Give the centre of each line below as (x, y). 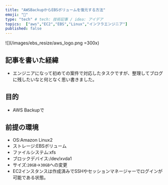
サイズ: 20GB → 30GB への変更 (40, 165)
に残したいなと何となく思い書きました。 (55, 79)
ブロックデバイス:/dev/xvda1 (42, 158)
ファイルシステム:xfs (34, 152)
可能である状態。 (30, 177)
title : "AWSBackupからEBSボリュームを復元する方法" (55, 10)
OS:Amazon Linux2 (33, 140)
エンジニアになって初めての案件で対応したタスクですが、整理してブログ (88, 73)
